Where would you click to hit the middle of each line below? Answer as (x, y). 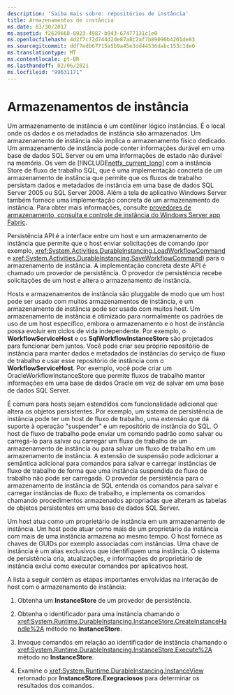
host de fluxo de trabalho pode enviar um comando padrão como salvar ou (115, 434)
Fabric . (17, 222)
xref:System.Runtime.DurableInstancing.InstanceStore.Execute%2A (115, 650)
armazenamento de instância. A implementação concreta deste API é (107, 265)
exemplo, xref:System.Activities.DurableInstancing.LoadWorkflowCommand (116, 251)
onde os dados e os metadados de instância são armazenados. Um (104, 133)
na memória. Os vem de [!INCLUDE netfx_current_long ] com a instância (109, 163)
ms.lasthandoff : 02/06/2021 (48, 66)
